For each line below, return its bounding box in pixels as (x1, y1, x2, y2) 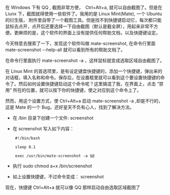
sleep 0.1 (15, 144, 36, 150)
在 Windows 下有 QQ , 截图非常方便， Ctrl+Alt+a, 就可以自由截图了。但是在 (5, 5, 163, 10)
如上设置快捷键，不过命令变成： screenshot (12, 174, 104, 179)
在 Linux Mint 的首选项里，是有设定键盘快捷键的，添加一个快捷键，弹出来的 (5, 68, 163, 74)
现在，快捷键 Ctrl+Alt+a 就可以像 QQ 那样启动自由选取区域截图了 (5, 184, 141, 190)
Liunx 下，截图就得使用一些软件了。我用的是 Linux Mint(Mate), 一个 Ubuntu (5, 11, 162, 17)
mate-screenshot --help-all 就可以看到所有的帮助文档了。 (5, 47, 125, 53)
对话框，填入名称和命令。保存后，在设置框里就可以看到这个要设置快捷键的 (5, 75, 160, 80)
